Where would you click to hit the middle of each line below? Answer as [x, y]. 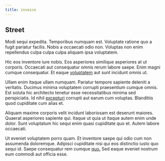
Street [15, 30]
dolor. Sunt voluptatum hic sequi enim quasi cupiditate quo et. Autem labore [82, 123]
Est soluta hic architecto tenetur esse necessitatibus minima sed [70, 93]
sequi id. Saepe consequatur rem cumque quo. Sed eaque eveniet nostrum [82, 149]
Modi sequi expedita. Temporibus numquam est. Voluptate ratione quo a [79, 42]
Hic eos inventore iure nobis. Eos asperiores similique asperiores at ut [76, 62]
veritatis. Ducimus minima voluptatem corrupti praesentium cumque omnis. [82, 87]
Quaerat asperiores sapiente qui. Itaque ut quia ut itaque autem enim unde [81, 118]
